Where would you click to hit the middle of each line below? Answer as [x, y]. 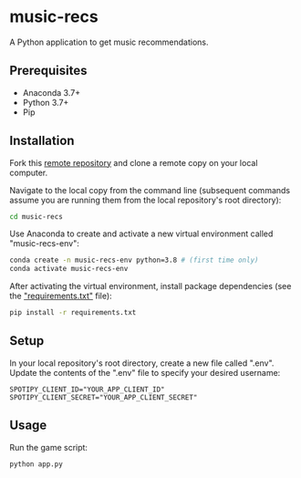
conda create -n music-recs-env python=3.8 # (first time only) [134, 260]
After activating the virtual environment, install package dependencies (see [150, 286]
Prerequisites [48, 71]
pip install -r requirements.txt [73, 313]
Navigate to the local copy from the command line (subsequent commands [150, 190]
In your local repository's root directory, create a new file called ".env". [142, 363]
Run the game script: [49, 447]
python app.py [36, 464]
